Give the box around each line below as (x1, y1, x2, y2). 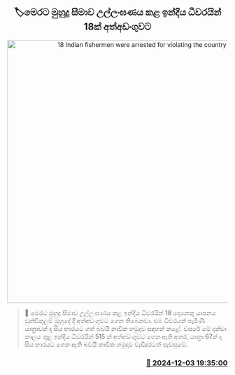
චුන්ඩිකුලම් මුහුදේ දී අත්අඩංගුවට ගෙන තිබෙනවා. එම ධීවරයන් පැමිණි (24, 316, 205, 325)
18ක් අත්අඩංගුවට (83, 21, 152, 33)
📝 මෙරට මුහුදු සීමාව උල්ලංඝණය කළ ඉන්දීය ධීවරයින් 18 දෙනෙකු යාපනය (24, 308, 216, 317)
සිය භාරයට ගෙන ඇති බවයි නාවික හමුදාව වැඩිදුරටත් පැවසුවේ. (24, 340, 188, 348)
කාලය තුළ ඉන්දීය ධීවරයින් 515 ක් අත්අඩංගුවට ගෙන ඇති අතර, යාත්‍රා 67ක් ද (24, 332, 222, 341)
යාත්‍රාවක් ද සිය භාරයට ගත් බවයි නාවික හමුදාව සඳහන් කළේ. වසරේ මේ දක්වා (24, 324, 227, 332)
